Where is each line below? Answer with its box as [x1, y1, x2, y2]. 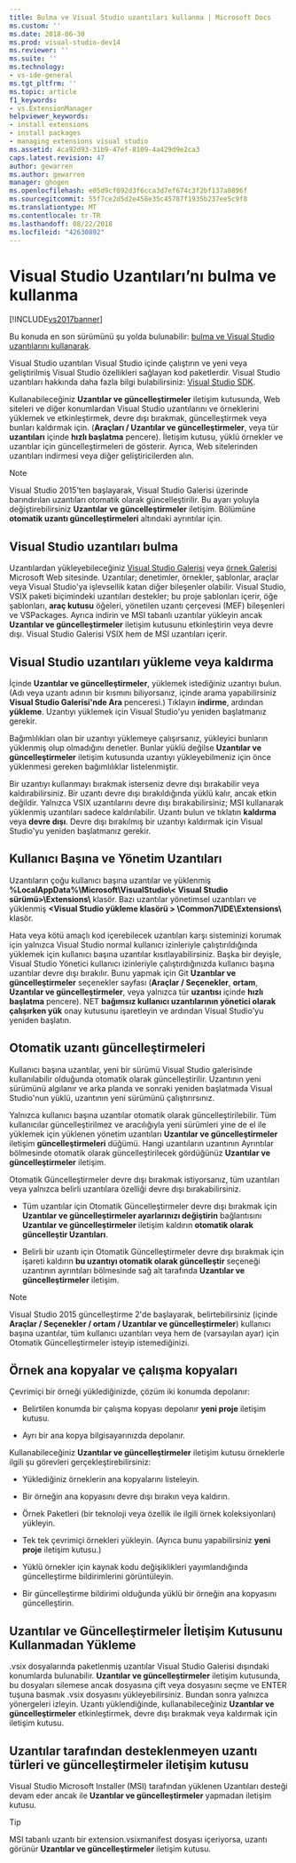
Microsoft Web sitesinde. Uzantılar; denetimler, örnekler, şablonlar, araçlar [9, 572, 279, 583]
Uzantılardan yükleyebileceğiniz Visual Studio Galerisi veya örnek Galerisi [9, 563, 277, 574]
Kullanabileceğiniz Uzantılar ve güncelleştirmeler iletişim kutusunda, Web [9, 394, 281, 405]
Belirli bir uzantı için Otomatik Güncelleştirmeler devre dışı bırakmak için [21, 1246, 284, 1257]
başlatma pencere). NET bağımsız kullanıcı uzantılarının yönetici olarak [9, 995, 277, 1006]
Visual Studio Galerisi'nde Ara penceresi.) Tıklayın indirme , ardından [9, 696, 264, 707]
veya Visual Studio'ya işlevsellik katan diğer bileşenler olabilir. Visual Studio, [9, 582, 286, 592]
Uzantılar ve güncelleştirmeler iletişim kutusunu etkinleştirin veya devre [9, 619, 274, 630]
